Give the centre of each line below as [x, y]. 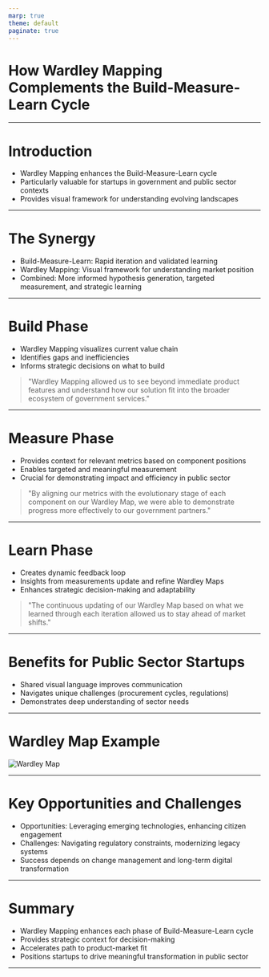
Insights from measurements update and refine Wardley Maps [122, 581]
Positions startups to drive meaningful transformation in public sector [134, 956]
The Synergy [52, 239]
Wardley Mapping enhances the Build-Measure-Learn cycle [118, 173]
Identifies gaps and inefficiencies [74, 357]
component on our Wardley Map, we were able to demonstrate [131, 502]
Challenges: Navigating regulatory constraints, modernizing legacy [130, 843]
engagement [41, 834]
